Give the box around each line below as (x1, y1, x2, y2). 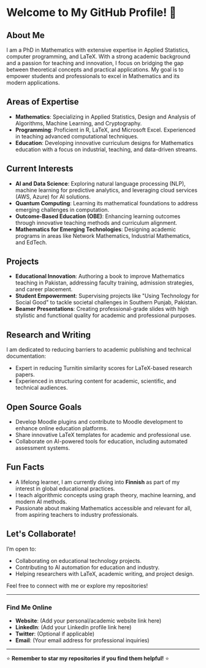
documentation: (6, 353, 47, 360)
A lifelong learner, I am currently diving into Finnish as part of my (15, 478, 180, 485)
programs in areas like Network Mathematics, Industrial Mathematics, (15, 232, 191, 239)
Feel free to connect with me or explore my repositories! (6, 582, 148, 589)
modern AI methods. (15, 498, 67, 505)
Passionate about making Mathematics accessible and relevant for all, (15, 504, 192, 512)
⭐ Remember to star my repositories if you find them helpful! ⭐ (6, 654, 170, 662)
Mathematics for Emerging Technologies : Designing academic (15, 226, 177, 233)
